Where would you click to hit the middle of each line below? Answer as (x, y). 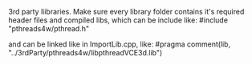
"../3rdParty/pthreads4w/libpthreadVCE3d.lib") (85, 53)
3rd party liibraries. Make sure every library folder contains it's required (126, 12)
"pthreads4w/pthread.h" (49, 28)
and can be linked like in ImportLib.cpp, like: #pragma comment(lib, (120, 44)
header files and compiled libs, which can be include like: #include (118, 20)
